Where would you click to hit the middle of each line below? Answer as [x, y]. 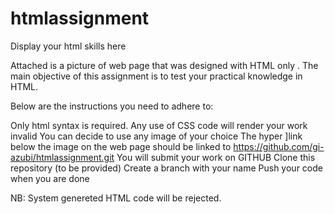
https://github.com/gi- [279, 146]
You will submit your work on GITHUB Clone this [216, 157]
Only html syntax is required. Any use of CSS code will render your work [159, 125]
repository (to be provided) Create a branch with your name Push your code [166, 168]
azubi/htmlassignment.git [62, 157]
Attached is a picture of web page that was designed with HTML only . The [164, 65]
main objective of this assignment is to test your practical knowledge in [156, 76]
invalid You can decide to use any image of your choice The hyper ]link [156, 136]
